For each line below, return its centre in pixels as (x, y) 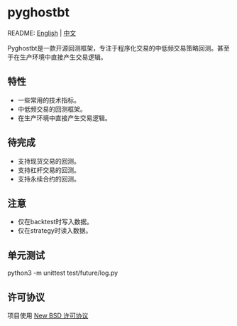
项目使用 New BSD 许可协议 (48, 315)
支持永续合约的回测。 (49, 179)
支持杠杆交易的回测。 (49, 170)
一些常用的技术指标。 (49, 100)
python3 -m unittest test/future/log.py (63, 273)
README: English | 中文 (42, 33)
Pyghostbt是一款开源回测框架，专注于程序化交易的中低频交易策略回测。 (112, 48)
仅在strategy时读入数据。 (55, 231)
